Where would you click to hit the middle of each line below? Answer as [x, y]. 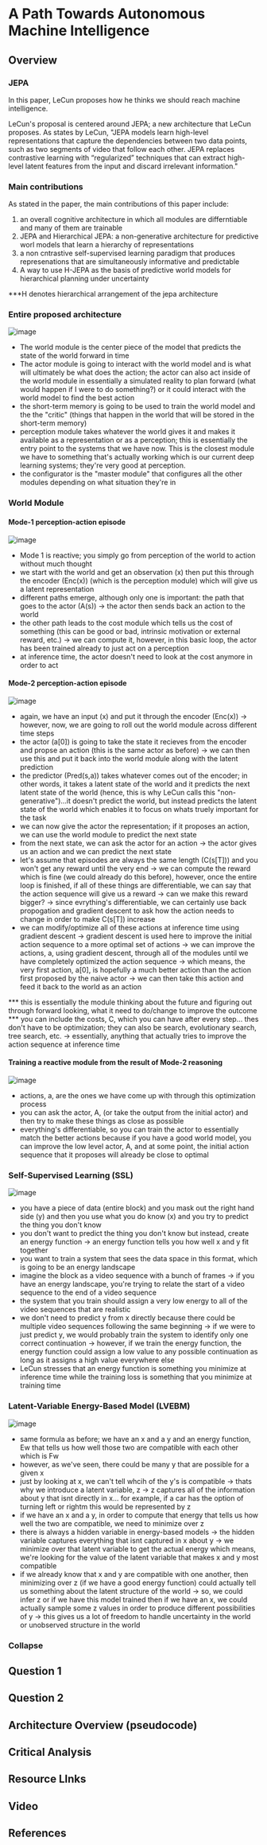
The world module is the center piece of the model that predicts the [130, 348]
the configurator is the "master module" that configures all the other [131, 474]
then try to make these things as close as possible [102, 1121]
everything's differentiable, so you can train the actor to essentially [129, 1129]
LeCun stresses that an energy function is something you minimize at [133, 1369]
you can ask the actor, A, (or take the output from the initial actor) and [134, 1113]
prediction [37, 767]
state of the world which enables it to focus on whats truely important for [139, 809]
